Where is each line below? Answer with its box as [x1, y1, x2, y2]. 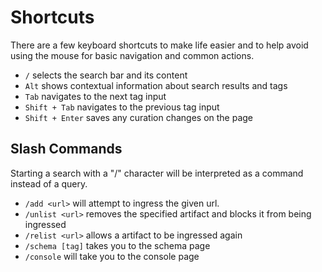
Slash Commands [10, 141, 123, 158]
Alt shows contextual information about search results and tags [24, 79, 288, 91]
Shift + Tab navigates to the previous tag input [24, 101, 220, 113]
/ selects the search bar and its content [24, 69, 188, 81]
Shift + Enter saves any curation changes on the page [24, 111, 254, 123]
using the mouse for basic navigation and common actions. [10, 49, 255, 61]
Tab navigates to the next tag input [24, 90, 167, 102]
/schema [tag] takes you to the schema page [24, 239, 211, 251]
